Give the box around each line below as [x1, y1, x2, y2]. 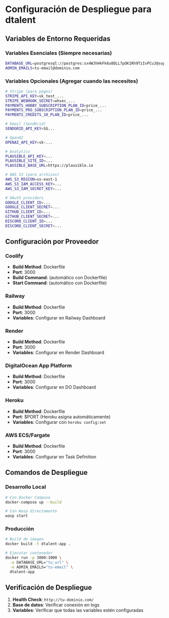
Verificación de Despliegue [5, 583, 92, 592]
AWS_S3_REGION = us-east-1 [5, 177, 57, 182]
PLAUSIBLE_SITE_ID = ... [5, 158, 53, 163]
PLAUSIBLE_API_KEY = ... [5, 154, 53, 159]
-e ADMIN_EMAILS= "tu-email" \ [10, 565, 73, 570]
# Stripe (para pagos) [5, 89, 53, 94]
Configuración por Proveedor [5, 237, 99, 246]
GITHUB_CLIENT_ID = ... [5, 209, 51, 215]
